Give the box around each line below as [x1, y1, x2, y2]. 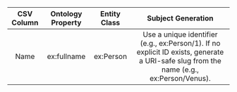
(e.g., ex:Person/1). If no [140, 39, 221, 48]
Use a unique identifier [142, 29, 218, 39]
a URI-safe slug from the [138, 56, 222, 65]
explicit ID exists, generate [136, 47, 224, 57]
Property [51, 18, 82, 27]
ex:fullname [47, 52, 86, 61]
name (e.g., [161, 65, 200, 74]
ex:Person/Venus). [149, 74, 212, 83]
